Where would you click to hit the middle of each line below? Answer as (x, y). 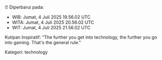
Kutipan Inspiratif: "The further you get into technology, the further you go (81, 37)
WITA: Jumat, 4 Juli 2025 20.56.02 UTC (53, 22)
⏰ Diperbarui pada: (24, 7)
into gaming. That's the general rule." (43, 42)
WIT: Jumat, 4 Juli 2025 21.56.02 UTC (51, 28)
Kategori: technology (26, 52)
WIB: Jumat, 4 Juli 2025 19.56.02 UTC (51, 17)
